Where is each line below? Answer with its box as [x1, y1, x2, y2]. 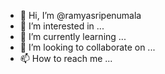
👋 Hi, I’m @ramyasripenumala [19, 10, 142, 21]
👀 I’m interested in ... [19, 20, 105, 32]
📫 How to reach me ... [19, 53, 113, 64]
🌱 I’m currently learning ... [19, 31, 127, 42]
